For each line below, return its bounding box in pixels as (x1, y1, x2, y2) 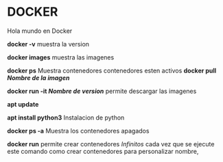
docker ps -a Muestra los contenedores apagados (7, 126, 150, 135)
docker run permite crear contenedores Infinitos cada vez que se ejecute (7, 139, 215, 148)
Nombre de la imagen (7, 73, 70, 82)
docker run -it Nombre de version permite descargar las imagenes (7, 87, 197, 95)
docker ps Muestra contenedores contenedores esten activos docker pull (7, 66, 217, 75)
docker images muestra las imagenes (7, 53, 115, 62)
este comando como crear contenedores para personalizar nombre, (7, 147, 199, 155)
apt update (7, 100, 39, 108)
